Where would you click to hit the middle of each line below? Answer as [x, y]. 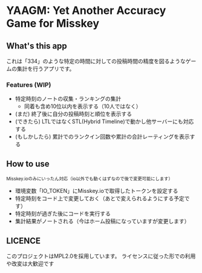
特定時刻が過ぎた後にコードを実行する [63, 214]
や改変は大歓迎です [30, 263]
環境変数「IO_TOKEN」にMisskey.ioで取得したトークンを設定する [96, 191]
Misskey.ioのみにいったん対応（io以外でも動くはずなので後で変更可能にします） [90, 179]
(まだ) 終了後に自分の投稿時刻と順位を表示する [73, 114]
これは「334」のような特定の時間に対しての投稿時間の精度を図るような [96, 61]
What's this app [37, 46]
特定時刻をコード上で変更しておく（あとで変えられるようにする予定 [99, 198]
